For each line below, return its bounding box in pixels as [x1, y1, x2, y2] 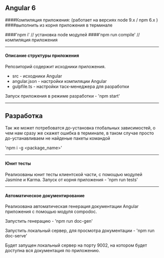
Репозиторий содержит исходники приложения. [5, 64, 106, 70]
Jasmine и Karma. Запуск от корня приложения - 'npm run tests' [5, 177, 138, 183]
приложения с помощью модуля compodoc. [5, 208, 97, 215]
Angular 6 [5, 4, 36, 12]
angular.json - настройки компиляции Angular [12, 78, 107, 84]
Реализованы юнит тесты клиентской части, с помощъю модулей [5, 172, 143, 178]
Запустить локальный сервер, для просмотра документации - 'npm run [5, 228, 155, 233]
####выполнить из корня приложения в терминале [5, 22, 113, 28]
